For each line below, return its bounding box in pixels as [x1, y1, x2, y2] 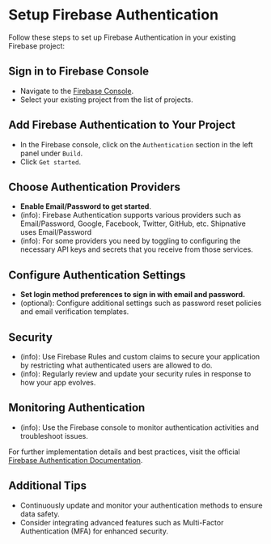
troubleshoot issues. [19, 431, 89, 440]
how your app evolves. [19, 378, 96, 387]
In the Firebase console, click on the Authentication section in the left [19, 139, 253, 149]
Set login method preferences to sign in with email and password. [19, 290, 245, 300]
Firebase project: [8, 40, 66, 50]
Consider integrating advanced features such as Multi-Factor [19, 517, 224, 527]
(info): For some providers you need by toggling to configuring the [19, 236, 241, 246]
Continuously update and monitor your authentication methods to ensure [19, 500, 263, 510]
